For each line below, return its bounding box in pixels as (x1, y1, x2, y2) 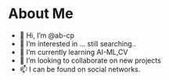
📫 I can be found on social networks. (19, 64, 141, 74)
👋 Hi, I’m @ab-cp (19, 31, 74, 40)
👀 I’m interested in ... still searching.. (19, 38, 137, 48)
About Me (8, 5, 74, 23)
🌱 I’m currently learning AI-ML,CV (19, 47, 128, 56)
